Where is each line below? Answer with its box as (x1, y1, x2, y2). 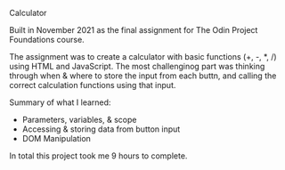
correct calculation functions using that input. (9, 80, 176, 90)
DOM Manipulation (21, 134, 92, 143)
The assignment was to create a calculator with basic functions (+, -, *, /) (9, 52, 278, 61)
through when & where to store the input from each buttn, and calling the (9, 70, 277, 81)
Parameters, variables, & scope (21, 115, 137, 125)
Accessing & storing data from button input (21, 124, 181, 134)
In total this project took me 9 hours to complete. (9, 150, 188, 161)
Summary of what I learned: (9, 97, 111, 108)
